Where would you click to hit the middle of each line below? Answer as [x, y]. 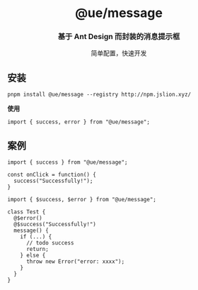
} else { [33, 256]
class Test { [27, 212]
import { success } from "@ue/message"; [68, 162]
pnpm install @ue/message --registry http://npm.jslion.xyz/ [99, 95]
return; [37, 250]
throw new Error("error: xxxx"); [75, 262]
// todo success [50, 243]
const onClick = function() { [52, 175]
